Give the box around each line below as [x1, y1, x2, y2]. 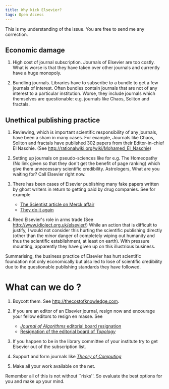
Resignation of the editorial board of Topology [20, 328, 116, 335]
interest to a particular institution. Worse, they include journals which [12, 90, 155, 96]
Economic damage [5, 46, 65, 54]
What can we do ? [5, 282, 82, 293]
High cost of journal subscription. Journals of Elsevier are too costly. [12, 59, 155, 66]
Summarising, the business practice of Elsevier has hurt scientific [5, 253, 141, 259]
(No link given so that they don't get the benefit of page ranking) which [12, 160, 160, 166]
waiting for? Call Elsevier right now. [12, 171, 86, 177]
